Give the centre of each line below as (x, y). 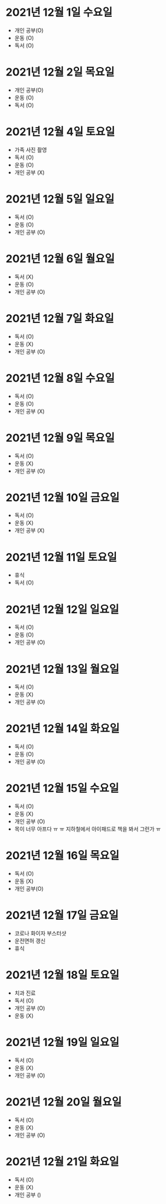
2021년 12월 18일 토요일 (62, 975)
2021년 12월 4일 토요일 (60, 132)
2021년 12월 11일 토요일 (61, 557)
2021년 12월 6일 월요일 (60, 259)
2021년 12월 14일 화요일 (63, 729)
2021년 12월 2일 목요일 (60, 72)
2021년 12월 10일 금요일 (63, 497)
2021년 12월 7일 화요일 (60, 318)
